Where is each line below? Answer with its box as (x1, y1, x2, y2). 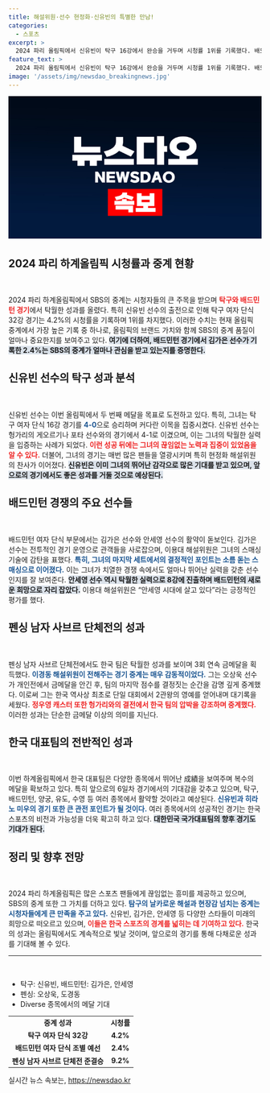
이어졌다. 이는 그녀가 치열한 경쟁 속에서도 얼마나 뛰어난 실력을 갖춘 (35, 565, 244, 574)
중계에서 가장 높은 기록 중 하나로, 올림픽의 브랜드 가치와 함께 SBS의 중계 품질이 (8, 325, 256, 335)
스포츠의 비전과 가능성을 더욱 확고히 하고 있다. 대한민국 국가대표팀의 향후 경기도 (8, 814, 256, 824)
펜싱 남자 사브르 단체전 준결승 (11, 1056, 104, 1066)
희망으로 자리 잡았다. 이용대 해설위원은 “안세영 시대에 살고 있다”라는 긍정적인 (16, 585, 256, 594)
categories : (8, 21, 48, 30)
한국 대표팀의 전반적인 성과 (8, 735, 133, 749)
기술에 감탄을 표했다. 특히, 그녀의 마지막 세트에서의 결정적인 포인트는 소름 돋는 (8, 554, 251, 564)
